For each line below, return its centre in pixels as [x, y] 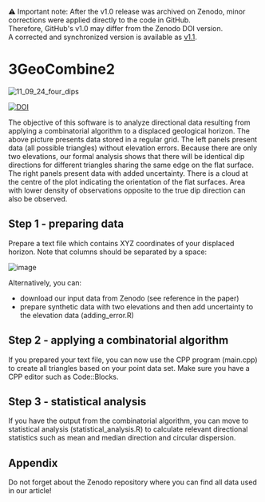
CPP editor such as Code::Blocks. [63, 376]
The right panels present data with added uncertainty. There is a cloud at [129, 173]
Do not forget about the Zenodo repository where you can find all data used [132, 482]
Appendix [33, 463]
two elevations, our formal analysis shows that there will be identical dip [127, 156]
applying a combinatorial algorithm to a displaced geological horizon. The [129, 130]
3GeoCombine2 [62, 69]
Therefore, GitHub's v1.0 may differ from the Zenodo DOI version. [116, 28]
